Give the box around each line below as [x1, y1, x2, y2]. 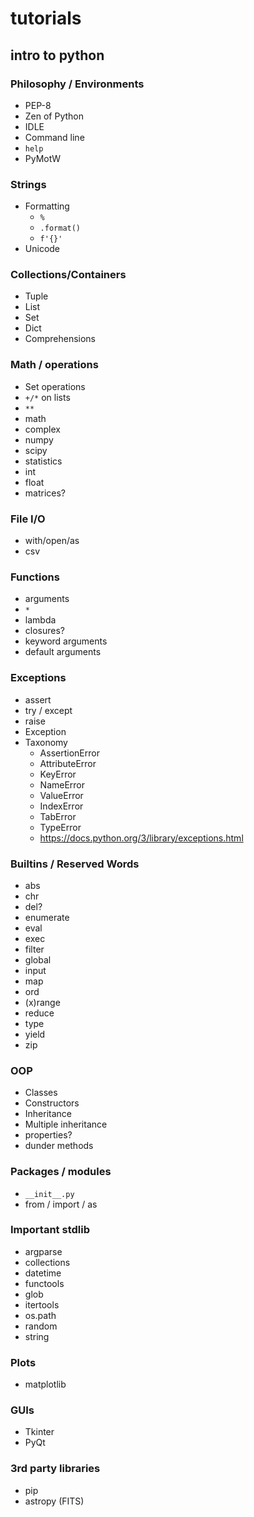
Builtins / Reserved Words [10, 857, 140, 871]
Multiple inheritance [24, 1118, 108, 1131]
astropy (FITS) [24, 1495, 85, 1507]
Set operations [24, 380, 86, 392]
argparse [24, 1245, 63, 1257]
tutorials [10, 7, 82, 30]
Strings [10, 177, 47, 191]
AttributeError [39, 757, 97, 769]
